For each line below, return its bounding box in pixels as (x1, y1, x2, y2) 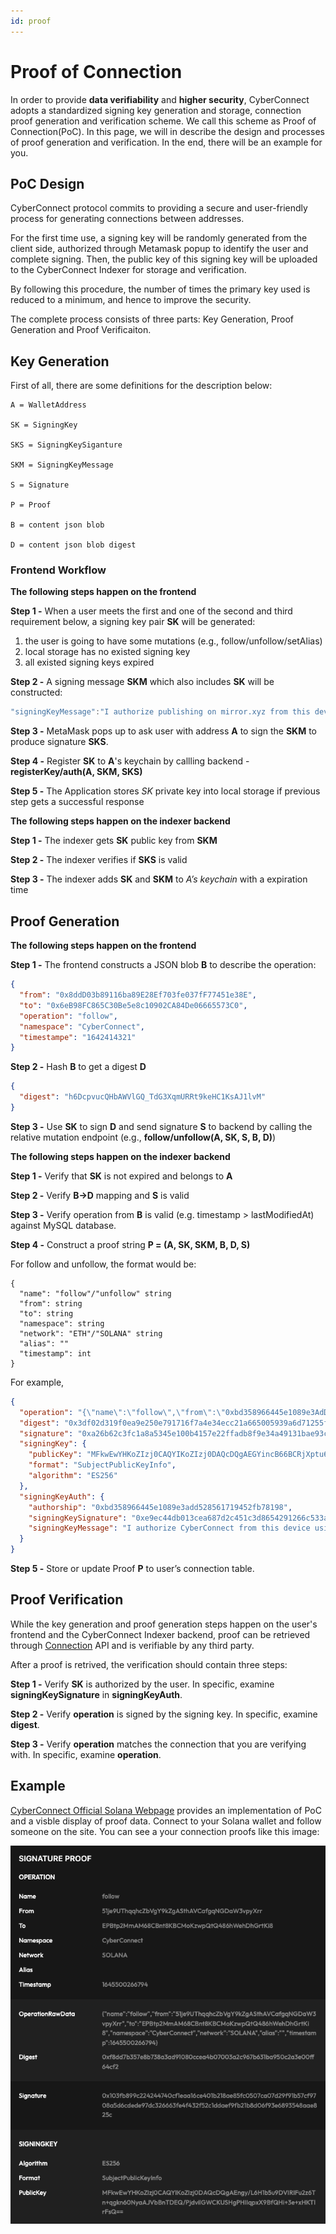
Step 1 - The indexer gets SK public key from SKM (10, 835, 218, 847)
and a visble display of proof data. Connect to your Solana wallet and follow (10, 1815, 322, 1827)
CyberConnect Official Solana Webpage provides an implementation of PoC (10, 1804, 322, 1816)
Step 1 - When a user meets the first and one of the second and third (10, 605, 293, 617)
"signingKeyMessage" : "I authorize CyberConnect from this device (28, 1523, 311, 1534)
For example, (10, 1376, 65, 1388)
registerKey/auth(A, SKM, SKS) (10, 766, 143, 778)
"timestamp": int (19, 1348, 92, 1359)
